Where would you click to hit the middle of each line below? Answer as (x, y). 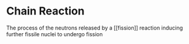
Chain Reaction (45, 11)
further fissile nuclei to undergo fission (55, 34)
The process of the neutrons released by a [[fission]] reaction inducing (95, 28)
